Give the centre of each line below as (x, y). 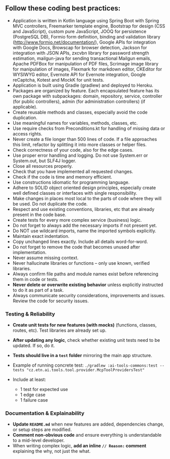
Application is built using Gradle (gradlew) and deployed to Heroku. (83, 85)
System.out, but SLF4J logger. (44, 161)
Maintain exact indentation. (41, 236)
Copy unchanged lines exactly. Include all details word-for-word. (80, 241)
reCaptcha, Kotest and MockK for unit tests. (58, 80)
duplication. (25, 117)
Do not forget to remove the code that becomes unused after (76, 247)
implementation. (29, 252)
